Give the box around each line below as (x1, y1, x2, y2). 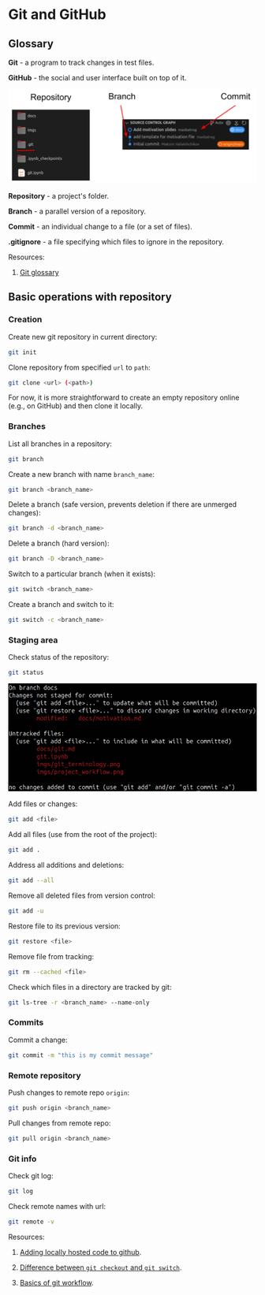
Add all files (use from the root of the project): (8, 830, 158, 839)
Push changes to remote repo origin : (8, 1088, 130, 1097)
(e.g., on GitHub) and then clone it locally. (8, 401, 144, 411)
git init (8, 348, 37, 356)
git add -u (8, 906, 44, 915)
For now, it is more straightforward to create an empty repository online (8, 393, 240, 403)
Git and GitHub (8, 6, 106, 24)
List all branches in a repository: (8, 439, 113, 448)
